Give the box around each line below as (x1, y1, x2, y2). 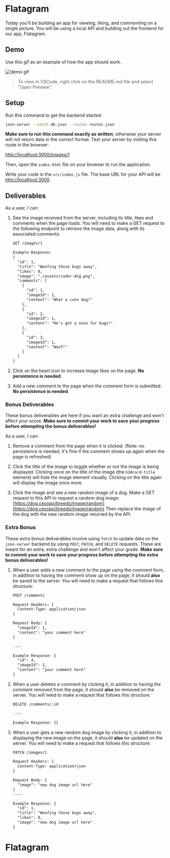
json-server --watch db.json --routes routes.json (5, 122, 115, 127)
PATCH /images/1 (12, 750, 47, 755)
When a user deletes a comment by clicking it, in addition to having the (12, 681, 161, 687)
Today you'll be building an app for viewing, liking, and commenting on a (5, 20, 157, 26)
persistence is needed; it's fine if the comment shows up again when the (12, 448, 165, 454)
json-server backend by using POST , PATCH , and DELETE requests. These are (5, 541, 161, 547)
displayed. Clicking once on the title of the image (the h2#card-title (12, 469, 156, 475)
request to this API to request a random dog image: (12, 495, 120, 501)
